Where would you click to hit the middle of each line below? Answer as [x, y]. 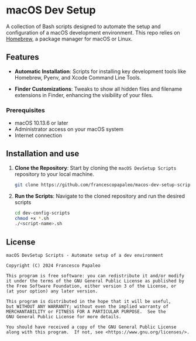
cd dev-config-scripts [42, 213]
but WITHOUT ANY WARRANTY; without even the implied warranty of [87, 307]
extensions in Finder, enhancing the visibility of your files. [84, 95]
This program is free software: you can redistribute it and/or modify [95, 276]
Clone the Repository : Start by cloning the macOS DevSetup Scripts [95, 168]
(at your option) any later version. [52, 291]
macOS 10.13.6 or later [41, 123]
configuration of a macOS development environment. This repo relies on [93, 32]
